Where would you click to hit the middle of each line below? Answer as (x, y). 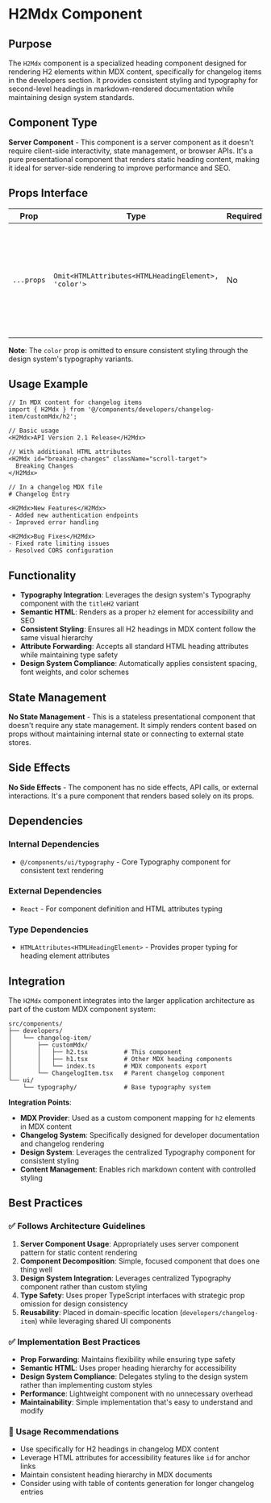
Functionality (42, 575)
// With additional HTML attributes (70, 452)
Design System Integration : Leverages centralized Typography (125, 1278)
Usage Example (48, 384)
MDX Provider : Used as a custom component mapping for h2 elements (138, 1118)
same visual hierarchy (56, 638)
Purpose (30, 44)
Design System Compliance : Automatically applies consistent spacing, (138, 664)
